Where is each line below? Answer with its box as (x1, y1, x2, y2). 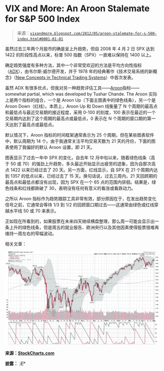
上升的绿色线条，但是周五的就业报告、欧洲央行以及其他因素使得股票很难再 (9, 224, 159, 230)
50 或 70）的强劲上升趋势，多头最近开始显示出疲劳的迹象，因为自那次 (10, 161, 152, 166)
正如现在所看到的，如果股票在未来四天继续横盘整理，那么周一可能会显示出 (5, 218, 155, 224)
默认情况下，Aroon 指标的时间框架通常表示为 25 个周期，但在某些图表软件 (5, 132, 155, 138)
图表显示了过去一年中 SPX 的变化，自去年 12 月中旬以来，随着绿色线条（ (5, 155, 151, 161)
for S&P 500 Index (5, 13, 80, 24)
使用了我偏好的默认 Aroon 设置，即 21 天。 (9, 144, 95, 150)
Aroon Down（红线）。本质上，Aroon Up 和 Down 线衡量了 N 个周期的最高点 (5, 103, 158, 109)
